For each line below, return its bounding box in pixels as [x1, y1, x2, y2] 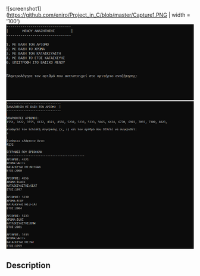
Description [6, 261, 51, 271]
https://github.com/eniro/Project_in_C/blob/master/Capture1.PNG [8, 11, 168, 18]
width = [171, 11, 190, 18]
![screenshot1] [6, 5, 42, 12]
